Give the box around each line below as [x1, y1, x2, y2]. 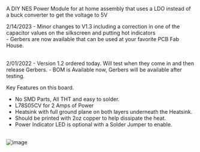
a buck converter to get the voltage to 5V [6, 11, 108, 18]
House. [6, 42, 24, 49]
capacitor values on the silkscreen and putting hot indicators [6, 29, 156, 36]
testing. [6, 73, 25, 79]
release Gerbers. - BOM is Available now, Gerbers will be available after [6, 66, 183, 73]
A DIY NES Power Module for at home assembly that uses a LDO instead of [6, 5, 192, 12]
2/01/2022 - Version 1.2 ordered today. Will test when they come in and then [6, 60, 195, 67]
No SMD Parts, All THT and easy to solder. [14, 95, 120, 103]
